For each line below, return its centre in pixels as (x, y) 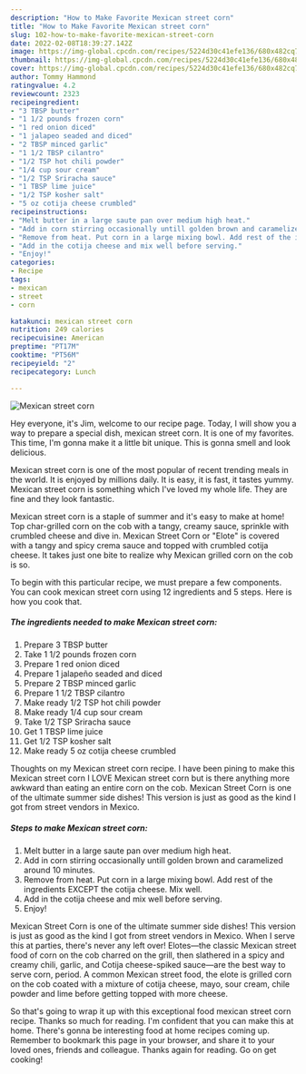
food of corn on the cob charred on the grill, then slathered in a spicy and (148, 955)
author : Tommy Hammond (53, 77)
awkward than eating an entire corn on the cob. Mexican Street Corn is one (151, 788)
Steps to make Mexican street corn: (79, 828)
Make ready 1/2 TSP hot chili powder (92, 703)
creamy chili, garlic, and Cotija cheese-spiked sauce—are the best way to (148, 965)
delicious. (28, 452)
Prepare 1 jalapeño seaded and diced (93, 674)
